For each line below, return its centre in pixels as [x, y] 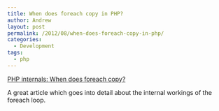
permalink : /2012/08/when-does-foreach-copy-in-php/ [86, 33]
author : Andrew [29, 20]
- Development [34, 46]
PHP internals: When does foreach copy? [66, 79]
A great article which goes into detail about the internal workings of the [109, 92]
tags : [15, 53]
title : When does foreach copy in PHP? [65, 14]
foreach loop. [27, 100]
